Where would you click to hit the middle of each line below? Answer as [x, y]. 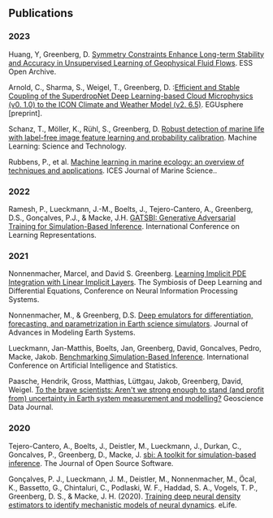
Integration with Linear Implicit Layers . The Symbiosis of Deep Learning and [135, 283]
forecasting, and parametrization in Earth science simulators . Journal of [128, 324]
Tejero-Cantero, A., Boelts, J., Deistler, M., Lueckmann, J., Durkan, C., [125, 446]
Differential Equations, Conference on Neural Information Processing [123, 291]
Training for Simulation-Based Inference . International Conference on [124, 226]
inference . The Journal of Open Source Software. [91, 463]
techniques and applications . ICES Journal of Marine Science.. [113, 171]
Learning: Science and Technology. [68, 146]
